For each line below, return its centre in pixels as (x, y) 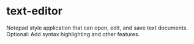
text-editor (35, 11)
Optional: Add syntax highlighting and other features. (73, 34)
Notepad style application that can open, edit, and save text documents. (97, 28)
